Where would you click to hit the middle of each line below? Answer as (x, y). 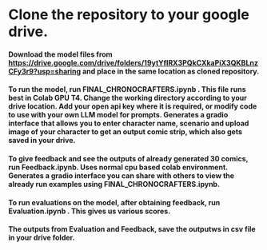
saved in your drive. (42, 141)
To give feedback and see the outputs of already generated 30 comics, (128, 158)
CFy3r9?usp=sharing (45, 71)
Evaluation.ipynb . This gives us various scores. (90, 211)
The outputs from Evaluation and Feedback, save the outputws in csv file (132, 229)
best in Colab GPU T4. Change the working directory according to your (128, 98)
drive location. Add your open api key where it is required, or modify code (133, 106)
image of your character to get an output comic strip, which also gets (125, 132)
